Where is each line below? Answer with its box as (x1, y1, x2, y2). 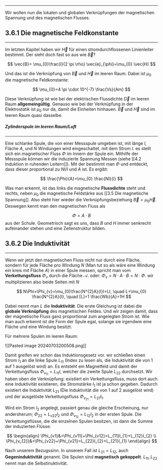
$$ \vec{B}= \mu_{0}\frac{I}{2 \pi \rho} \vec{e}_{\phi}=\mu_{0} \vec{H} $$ (7, 61, 156, 67)
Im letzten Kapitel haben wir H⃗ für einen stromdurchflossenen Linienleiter (5, 46, 154, 52)
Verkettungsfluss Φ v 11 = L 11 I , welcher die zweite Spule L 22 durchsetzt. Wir (5, 369, 153, 376)
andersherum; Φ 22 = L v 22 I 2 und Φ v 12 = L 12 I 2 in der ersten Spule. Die (5, 411, 142, 419)
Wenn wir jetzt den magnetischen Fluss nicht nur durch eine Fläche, (5, 257, 141, 263)
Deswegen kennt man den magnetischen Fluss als (5, 203, 106, 209)
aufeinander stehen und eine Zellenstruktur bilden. (5, 225, 106, 231)
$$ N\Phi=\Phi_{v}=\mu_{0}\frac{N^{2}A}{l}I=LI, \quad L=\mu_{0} (16, 288, 147, 294)
